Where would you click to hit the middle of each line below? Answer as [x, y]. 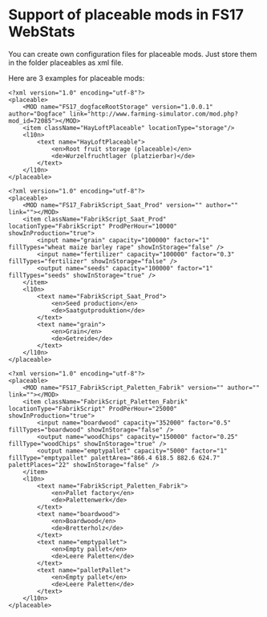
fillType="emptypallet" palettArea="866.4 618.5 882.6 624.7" [114, 458]
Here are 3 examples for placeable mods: [77, 78]
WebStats [42, 32]
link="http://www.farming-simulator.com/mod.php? [154, 114]
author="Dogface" [37, 114]
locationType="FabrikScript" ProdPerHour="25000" [93, 408]
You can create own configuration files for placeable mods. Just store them [133, 54]
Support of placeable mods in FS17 [126, 15]
